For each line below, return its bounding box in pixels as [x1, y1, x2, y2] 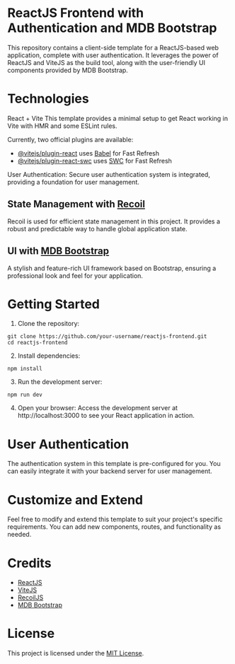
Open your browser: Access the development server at [17, 404, 178, 412]
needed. [7, 530, 32, 539]
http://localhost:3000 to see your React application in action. [17, 412, 195, 420]
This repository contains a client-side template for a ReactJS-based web [7, 43, 219, 52]
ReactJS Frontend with [7, 5, 144, 21]
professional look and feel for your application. [7, 271, 144, 280]
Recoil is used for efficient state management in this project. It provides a [7, 217, 221, 226]
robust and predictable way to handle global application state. [7, 224, 188, 233]
